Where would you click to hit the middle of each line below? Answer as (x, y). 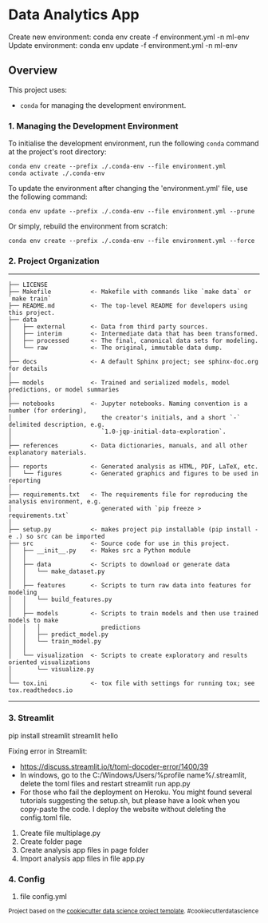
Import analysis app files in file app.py (82, 858)
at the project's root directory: (57, 152)
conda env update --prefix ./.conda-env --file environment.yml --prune (132, 212)
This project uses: (38, 90)
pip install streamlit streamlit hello (63, 735)
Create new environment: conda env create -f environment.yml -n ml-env (129, 37)
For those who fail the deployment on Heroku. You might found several (136, 792)
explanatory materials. (48, 453)
